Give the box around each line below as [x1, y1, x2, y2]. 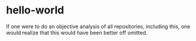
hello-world [6, 4, 65, 17]
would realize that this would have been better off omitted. [6, 29, 148, 36]
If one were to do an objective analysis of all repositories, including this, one [6, 23, 191, 30]
